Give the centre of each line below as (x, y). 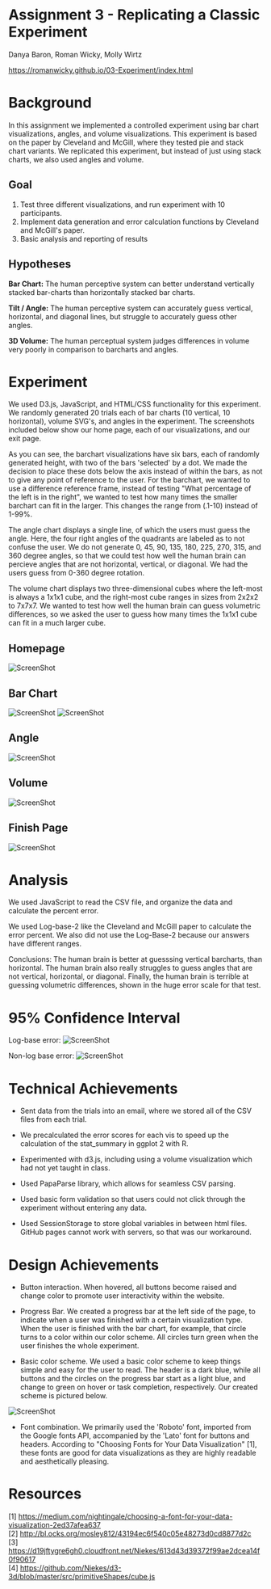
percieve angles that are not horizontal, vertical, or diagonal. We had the (128, 564)
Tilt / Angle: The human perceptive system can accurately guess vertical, (131, 308)
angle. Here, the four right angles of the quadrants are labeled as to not (127, 538)
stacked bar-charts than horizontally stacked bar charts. (102, 292)
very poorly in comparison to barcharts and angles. (94, 349)
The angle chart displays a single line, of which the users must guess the (129, 530)
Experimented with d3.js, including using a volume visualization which (136, 1159)
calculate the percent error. (54, 911)
